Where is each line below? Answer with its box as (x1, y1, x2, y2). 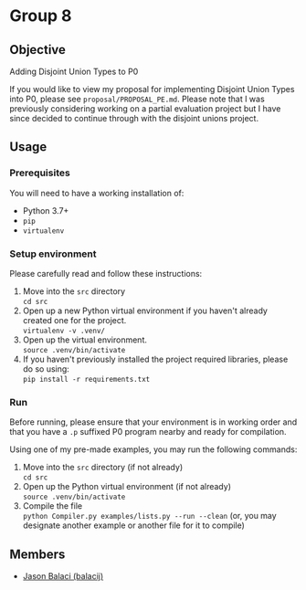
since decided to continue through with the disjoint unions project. (9, 113, 259, 123)
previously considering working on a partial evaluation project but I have (9, 103, 281, 114)
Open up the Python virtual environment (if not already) (22, 481, 231, 492)
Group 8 (9, 5, 72, 26)
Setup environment (9, 248, 98, 260)
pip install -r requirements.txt (22, 374, 151, 384)
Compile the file (22, 500, 83, 511)
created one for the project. (22, 314, 127, 325)
